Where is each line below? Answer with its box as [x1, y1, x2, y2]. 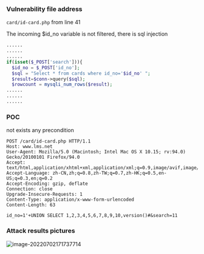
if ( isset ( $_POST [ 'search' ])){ [6, 59, 83, 65]
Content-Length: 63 [6, 202, 56, 208]
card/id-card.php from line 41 [6, 19, 81, 26]
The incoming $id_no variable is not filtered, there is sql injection [6, 30, 168, 38]
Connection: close [6, 186, 53, 192]
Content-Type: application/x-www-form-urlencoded [6, 196, 135, 203]
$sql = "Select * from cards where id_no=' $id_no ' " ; [12, 70, 151, 76]
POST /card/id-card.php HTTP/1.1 [6, 138, 91, 144]
